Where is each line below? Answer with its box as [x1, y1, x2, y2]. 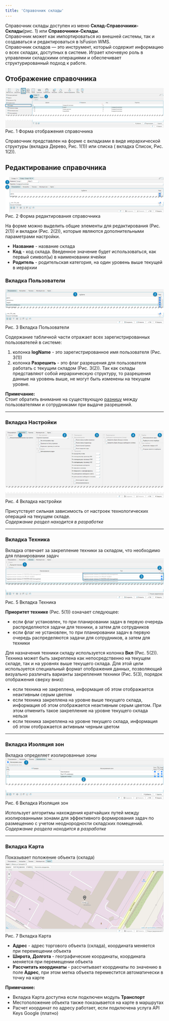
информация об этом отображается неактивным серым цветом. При [12, 702, 162, 708]
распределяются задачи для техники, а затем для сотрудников [12, 624, 149, 630]
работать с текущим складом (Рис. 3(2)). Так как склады [12, 365, 136, 372]
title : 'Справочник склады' [5, 8, 64, 13]
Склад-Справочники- [90, 23, 139, 29]
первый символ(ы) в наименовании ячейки [12, 254, 106, 260]
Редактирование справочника [5, 163, 107, 172]
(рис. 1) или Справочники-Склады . [22, 28, 100, 34]
